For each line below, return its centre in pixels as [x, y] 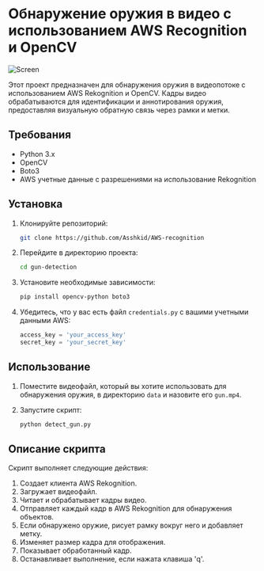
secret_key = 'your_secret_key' [73, 343]
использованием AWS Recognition [128, 30]
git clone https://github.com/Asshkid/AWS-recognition [112, 238]
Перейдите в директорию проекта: [79, 253]
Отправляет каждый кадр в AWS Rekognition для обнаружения [126, 508]
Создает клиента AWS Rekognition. [78, 483]
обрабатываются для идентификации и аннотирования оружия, [116, 101]
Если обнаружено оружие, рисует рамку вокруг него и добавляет [131, 525]
